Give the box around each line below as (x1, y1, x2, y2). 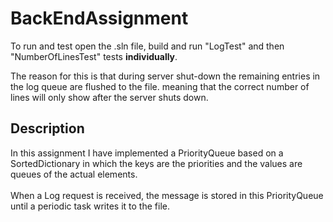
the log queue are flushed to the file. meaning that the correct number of (10, 80, 310, 92)
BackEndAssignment (10, 7, 189, 30)
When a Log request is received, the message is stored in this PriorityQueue (10, 189, 324, 201)
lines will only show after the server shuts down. (10, 91, 209, 103)
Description (10, 120, 85, 137)
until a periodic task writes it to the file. (10, 200, 170, 212)
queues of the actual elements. (10, 168, 138, 180)
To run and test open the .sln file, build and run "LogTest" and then (10, 40, 285, 52)
